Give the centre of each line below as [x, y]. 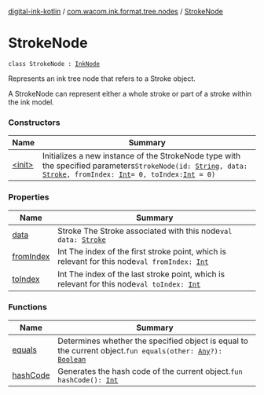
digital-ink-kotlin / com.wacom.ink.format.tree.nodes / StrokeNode [116, 11]
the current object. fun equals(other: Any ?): [140, 350]
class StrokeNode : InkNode [54, 64]
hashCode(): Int [88, 380]
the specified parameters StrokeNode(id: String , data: [145, 166]
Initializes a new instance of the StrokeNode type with [141, 156]
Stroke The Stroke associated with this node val [145, 231]
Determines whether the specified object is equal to [153, 341]
